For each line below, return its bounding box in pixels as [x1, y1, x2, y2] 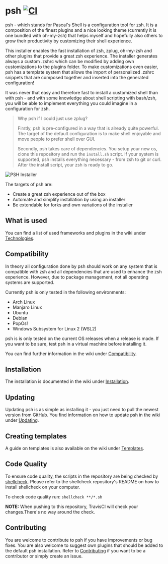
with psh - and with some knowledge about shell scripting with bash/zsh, [5, 95, 157, 101]
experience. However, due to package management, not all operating [5, 274, 148, 280]
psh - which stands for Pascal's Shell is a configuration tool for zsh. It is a [5, 22, 157, 28]
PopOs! [12, 320, 28, 326]
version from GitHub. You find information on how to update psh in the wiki [5, 412, 160, 418]
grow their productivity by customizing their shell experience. [5, 38, 132, 44]
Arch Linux [12, 299, 35, 305]
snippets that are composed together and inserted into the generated [5, 74, 149, 80]
